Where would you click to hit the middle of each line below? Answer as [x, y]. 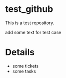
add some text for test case [33, 32]
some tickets [25, 66]
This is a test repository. [30, 23]
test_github [29, 9]
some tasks [24, 71]
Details [20, 52]
